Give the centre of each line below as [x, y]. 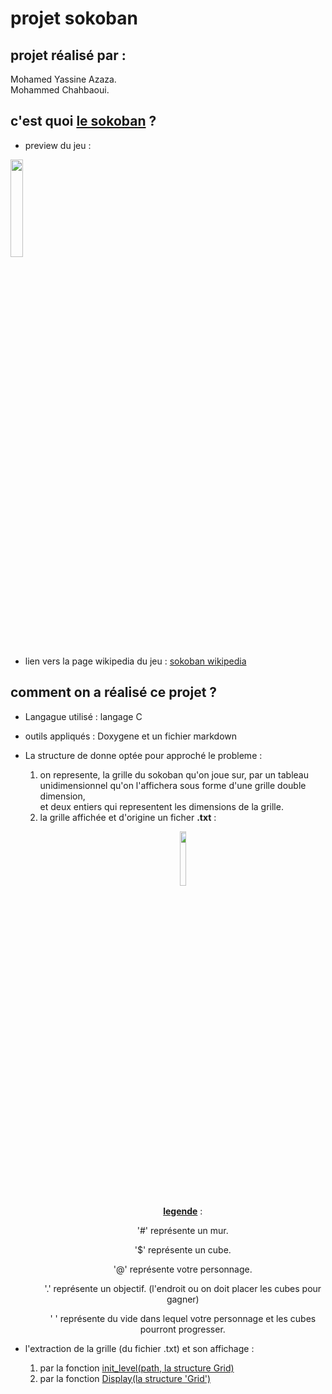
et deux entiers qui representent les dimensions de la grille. [161, 806]
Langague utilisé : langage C [83, 716]
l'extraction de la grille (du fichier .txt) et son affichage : [139, 1348]
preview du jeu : [58, 145]
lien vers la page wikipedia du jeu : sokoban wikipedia [135, 661]
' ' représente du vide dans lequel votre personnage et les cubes [183, 1318]
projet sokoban [74, 18]
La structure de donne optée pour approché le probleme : [143, 755]
